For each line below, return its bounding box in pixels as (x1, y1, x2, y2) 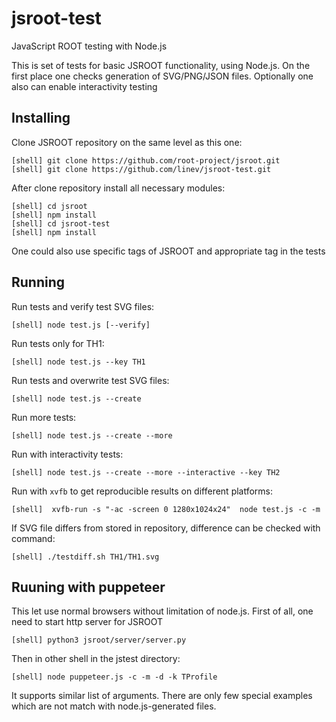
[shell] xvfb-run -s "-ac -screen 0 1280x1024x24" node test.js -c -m (11, 504, 321, 514)
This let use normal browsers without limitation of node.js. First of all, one (11, 605, 314, 617)
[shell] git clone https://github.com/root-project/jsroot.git (11, 155, 281, 166)
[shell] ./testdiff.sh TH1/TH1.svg (11, 552, 160, 562)
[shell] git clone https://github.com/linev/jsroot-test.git (11, 164, 272, 174)
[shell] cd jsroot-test (11, 218, 111, 229)
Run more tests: (11, 411, 77, 423)
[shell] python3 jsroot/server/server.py (11, 635, 187, 646)
